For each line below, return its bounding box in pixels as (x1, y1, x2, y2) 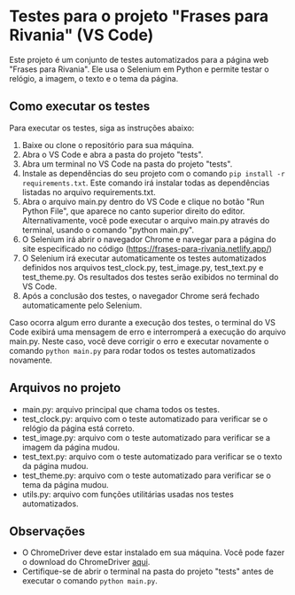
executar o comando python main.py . (21, 575, 158, 586)
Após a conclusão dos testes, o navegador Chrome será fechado (21, 290, 260, 301)
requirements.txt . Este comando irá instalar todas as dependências (21, 177, 270, 188)
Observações (9, 523, 86, 538)
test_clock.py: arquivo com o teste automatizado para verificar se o (21, 413, 268, 424)
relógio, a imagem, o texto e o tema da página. (9, 73, 179, 83)
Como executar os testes (9, 99, 151, 114)
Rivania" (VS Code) (9, 25, 154, 45)
